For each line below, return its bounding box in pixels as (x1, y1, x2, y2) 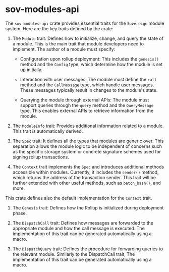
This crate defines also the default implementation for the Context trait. (5, 195, 152, 201)
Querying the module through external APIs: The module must (20, 97, 149, 103)
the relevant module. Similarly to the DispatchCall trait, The (12, 251, 135, 257)
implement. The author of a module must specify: (12, 46, 116, 52)
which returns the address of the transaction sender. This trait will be (12, 174, 156, 180)
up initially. (20, 67, 43, 73)
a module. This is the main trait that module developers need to (12, 40, 144, 46)
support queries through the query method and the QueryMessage (20, 102, 154, 108)
